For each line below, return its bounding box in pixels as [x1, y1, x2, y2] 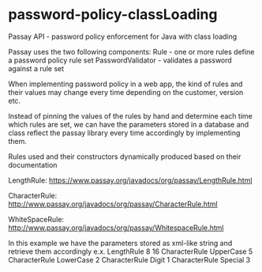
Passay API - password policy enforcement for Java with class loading [8, 32, 238, 41]
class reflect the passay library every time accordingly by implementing [8, 128, 241, 138]
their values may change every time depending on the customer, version [8, 87, 244, 96]
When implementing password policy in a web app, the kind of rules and [8, 79, 243, 89]
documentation [8, 160, 58, 169]
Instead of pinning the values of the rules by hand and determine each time [8, 111, 253, 120]
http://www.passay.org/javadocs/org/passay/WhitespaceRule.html [8, 223, 224, 232]
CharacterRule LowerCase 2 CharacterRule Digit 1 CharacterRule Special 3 [8, 255, 251, 264]
